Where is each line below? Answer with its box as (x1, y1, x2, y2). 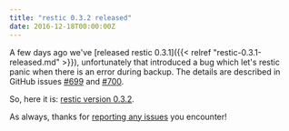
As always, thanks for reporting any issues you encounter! (9, 111, 227, 122)
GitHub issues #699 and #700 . (9, 76, 125, 86)
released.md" (9, 56, 61, 67)
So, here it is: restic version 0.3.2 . (9, 93, 135, 105)
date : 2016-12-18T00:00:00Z (9, 22, 116, 31)
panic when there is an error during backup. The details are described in (9, 65, 281, 77)
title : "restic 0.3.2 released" (9, 13, 132, 23)
